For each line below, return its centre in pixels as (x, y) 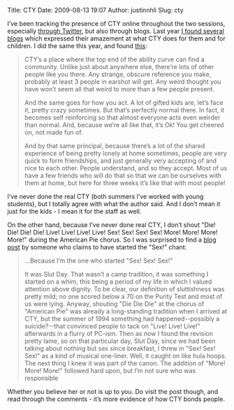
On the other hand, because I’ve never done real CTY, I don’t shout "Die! (111, 225)
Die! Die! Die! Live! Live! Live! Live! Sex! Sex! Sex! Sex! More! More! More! (112, 232)
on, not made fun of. (53, 132)
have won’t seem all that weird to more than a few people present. (119, 89)
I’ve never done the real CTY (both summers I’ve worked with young (105, 196)
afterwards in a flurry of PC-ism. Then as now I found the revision (118, 334)
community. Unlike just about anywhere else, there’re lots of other (119, 67)
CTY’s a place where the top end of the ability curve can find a (114, 59)
